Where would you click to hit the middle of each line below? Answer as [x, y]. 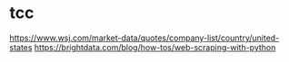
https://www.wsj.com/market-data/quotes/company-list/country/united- [144, 38]
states [21, 47]
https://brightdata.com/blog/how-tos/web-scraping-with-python [155, 47]
